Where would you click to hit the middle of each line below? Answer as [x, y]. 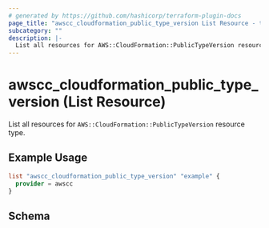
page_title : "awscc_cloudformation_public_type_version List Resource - [132, 23]
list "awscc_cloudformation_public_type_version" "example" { [114, 176]
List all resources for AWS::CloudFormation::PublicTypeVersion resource [127, 124]
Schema [29, 216]
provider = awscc [44, 184]
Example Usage [48, 158]
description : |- [35, 38]
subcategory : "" [35, 30]
